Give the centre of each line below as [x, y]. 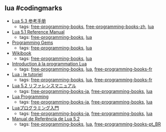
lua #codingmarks [34, 8]
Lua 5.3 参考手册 [29, 21]
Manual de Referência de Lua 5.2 [46, 118]
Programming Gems [32, 42]
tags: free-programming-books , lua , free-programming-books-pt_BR [90, 124]
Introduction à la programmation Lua [49, 63]
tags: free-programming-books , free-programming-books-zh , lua [86, 26]
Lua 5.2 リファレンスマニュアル [44, 85]
